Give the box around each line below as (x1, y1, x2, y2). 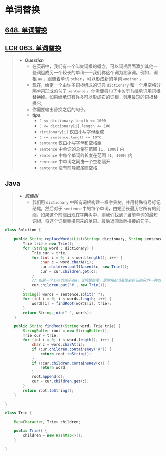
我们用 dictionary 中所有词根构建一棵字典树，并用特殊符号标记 (32, 199, 161, 205)
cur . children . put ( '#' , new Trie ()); (31, 282, 107, 287)
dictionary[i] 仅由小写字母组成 (39, 129, 105, 135)
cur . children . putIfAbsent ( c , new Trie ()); (40, 264, 129, 270)
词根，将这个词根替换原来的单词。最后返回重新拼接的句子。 (32, 218, 154, 224)
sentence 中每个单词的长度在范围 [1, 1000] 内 (39, 152, 133, 158)
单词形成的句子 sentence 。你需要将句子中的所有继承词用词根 (36, 88, 161, 94)
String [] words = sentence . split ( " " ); (23, 292, 105, 297)
